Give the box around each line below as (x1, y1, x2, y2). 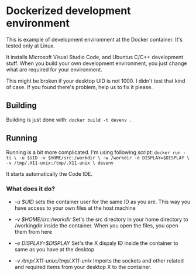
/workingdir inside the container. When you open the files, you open (14, 222, 178, 229)
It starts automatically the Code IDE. (6, 170, 92, 177)
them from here (14, 228, 53, 235)
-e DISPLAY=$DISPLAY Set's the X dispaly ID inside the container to (14, 239, 178, 247)
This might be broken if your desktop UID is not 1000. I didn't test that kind (6, 77, 185, 84)
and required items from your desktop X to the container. (14, 263, 152, 270)
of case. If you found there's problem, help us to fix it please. (6, 83, 153, 90)
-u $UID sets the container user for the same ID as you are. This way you (14, 198, 191, 205)
